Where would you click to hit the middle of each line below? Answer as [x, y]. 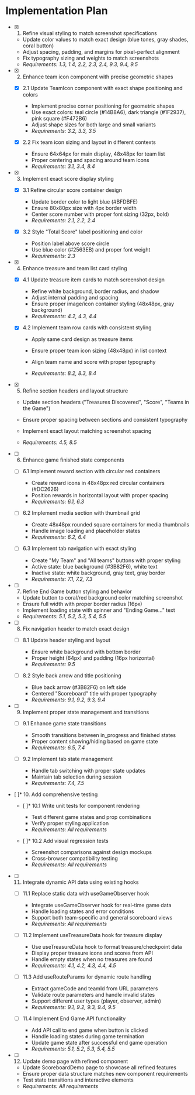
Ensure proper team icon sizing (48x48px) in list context [99, 351]
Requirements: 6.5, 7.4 [58, 748]
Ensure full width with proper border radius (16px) [82, 604]
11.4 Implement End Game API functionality [74, 1018]
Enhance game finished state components [73, 460]
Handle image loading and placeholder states [86, 531]
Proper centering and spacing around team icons [90, 160]
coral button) [38, 46]
